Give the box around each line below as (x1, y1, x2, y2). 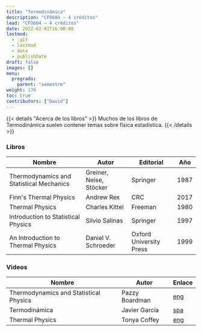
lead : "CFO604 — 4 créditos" (6, 20, 79, 26)
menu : (6, 70, 20, 76)
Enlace (173, 278, 193, 287)
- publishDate (11, 54, 47, 60)
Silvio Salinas (85, 216, 123, 224)
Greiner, (85, 168, 109, 176)
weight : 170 (6, 87, 36, 93)
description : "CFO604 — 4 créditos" (6, 14, 98, 20)
